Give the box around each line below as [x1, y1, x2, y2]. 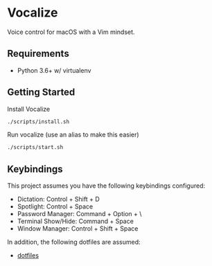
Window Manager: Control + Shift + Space [17, 224, 139, 233]
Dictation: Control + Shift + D [17, 195, 100, 204]
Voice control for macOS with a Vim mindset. [7, 28, 135, 36]
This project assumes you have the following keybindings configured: [7, 181, 206, 190]
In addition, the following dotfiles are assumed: [7, 238, 141, 247]
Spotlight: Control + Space [17, 202, 94, 211]
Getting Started [7, 87, 76, 98]
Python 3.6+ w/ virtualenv [17, 66, 91, 74]
